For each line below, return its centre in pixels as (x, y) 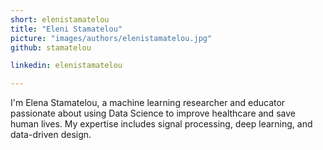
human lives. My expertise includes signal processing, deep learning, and (161, 124)
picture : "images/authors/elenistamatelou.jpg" (111, 38)
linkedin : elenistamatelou (66, 66)
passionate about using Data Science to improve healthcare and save (153, 113)
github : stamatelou (51, 47)
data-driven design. (51, 135)
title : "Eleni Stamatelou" (66, 29)
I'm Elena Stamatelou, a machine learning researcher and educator (148, 103)
